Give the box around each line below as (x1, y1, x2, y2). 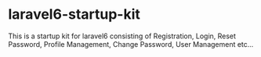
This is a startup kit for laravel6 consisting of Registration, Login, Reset (8, 31, 237, 41)
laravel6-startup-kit (8, 5, 141, 23)
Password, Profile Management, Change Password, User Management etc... (8, 39, 254, 48)
